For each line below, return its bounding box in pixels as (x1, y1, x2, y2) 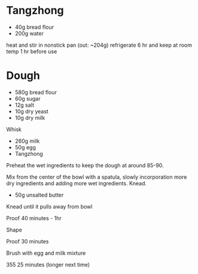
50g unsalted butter (14, 191, 64, 198)
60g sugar (14, 95, 41, 102)
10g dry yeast (14, 107, 49, 115)
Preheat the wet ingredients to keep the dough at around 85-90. (6, 161, 164, 168)
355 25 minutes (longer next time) (6, 261, 90, 268)
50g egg (14, 143, 36, 150)
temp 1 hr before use (6, 47, 57, 55)
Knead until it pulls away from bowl (6, 203, 93, 210)
